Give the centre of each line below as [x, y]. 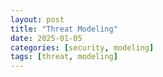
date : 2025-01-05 [46, 38]
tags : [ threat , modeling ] [64, 57]
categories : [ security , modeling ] [82, 47]
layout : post [37, 19]
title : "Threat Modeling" [64, 29]
